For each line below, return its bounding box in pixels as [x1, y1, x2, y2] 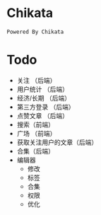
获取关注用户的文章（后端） [16, 138, 98, 146]
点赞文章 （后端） [16, 111, 69, 120]
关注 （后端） [16, 76, 57, 84]
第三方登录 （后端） [16, 103, 75, 111]
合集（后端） [16, 146, 54, 155]
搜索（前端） [16, 120, 54, 129]
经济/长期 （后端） [16, 93, 71, 102]
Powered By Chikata [6, 28, 64, 35]
